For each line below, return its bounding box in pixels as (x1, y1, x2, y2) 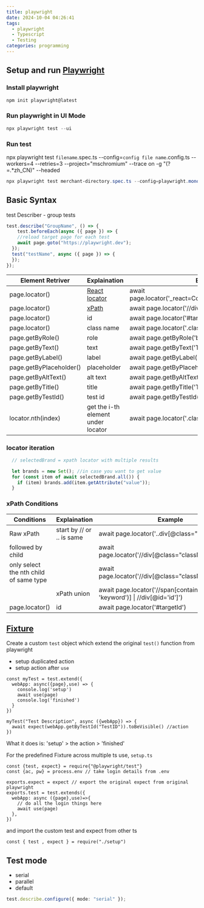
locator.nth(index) (9, 414, 61, 422)
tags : (6, 20, 20, 26)
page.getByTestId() (9, 392, 65, 401)
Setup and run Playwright (6, 65, 105, 76)
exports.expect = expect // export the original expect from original (6, 779, 189, 785)
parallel (15, 878, 34, 886)
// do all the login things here (17, 800, 102, 807)
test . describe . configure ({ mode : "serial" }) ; (6, 896, 126, 903)
